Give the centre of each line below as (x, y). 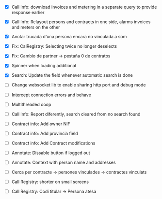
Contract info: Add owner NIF (41, 124)
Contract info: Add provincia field (45, 133)
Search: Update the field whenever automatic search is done (72, 75)
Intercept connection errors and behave (51, 95)
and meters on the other (36, 27)
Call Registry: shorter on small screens (50, 182)
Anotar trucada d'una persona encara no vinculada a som (69, 37)
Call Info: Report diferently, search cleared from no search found (76, 114)
